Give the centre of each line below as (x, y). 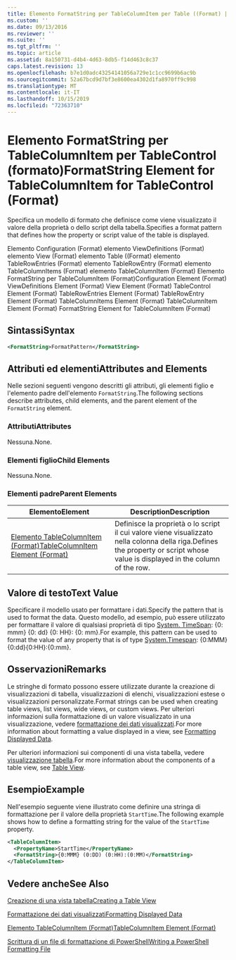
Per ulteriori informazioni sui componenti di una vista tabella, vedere (106, 752)
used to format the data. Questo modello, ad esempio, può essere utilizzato (116, 617)
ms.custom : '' (28, 20)
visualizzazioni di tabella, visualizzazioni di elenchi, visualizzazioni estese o (116, 694)
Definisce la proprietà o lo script (168, 524)
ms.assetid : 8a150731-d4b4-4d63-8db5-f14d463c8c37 (83, 60)
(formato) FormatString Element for (111, 171)
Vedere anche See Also (58, 884)
